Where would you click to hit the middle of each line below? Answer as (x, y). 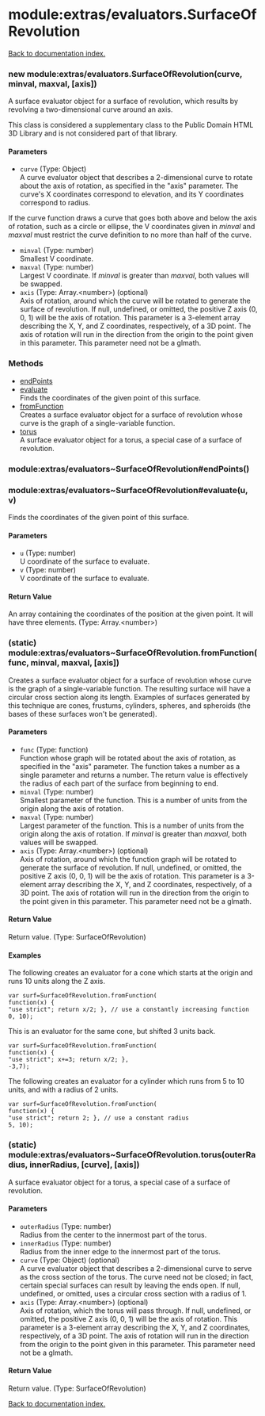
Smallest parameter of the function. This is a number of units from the (133, 800)
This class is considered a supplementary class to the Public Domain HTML (131, 125)
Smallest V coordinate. (56, 258)
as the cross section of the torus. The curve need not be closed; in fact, (136, 1276)
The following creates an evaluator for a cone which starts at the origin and (131, 973)
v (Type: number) (48, 570)
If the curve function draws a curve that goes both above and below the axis (132, 218)
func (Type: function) (54, 749)
